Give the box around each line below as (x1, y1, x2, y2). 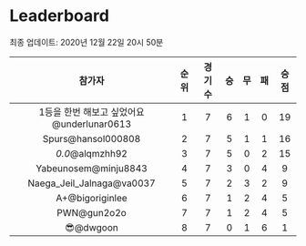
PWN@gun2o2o (56, 206, 127, 219)
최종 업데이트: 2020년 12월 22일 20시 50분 (9, 36, 164, 47)
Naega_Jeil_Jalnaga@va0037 (27, 177, 157, 190)
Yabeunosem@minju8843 (36, 161, 148, 174)
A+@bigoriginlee (56, 191, 127, 204)
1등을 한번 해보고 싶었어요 (38, 106, 145, 118)
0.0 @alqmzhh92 (56, 147, 127, 159)
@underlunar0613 (51, 118, 132, 130)
